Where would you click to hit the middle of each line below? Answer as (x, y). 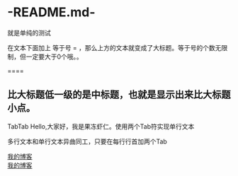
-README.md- (51, 12)
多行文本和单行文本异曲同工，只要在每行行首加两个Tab (87, 141)
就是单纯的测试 (29, 33)
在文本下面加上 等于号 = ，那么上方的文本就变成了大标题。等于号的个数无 (114, 47)
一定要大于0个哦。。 (54, 57)
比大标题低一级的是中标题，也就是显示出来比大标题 (119, 95)
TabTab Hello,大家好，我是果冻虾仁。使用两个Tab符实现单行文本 (101, 126)
